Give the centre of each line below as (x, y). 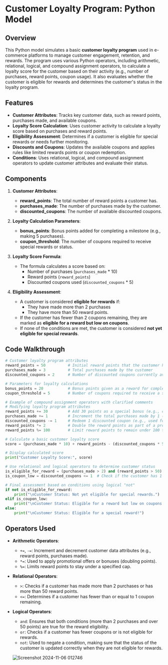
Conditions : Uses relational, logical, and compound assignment (78, 157)
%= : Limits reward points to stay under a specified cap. (75, 566)
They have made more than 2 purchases (69, 307)
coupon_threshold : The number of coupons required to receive (85, 241)
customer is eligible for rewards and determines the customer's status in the (84, 82)
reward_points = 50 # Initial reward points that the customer (82, 366)
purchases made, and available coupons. (55, 120)
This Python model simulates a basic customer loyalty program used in (79, 50)
